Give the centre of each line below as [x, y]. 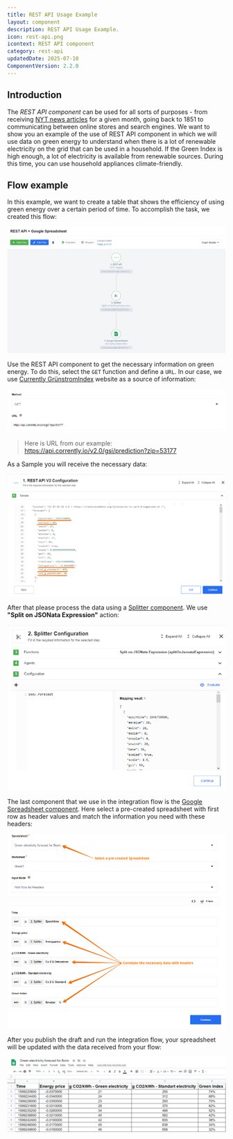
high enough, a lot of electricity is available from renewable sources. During [115, 156]
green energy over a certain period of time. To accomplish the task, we [109, 209]
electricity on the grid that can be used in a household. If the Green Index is [115, 149]
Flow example [38, 185]
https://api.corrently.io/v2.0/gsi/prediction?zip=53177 [100, 450]
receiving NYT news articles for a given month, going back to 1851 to [105, 119]
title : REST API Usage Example [52, 15]
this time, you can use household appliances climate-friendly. [95, 163]
